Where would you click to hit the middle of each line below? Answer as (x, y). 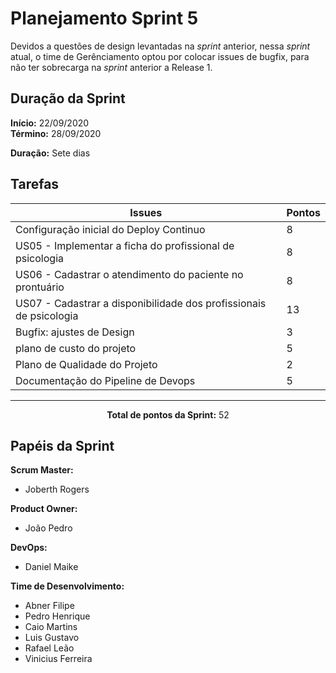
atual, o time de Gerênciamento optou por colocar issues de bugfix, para (160, 56)
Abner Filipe (49, 606)
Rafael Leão (49, 648)
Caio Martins (51, 627)
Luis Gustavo (52, 638)
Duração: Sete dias (50, 153)
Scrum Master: (42, 470)
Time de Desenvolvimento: (67, 586)
